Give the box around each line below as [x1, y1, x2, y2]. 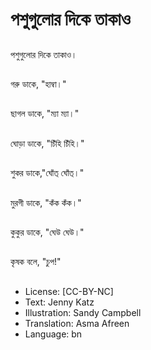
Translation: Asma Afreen [24, 317, 130, 329]
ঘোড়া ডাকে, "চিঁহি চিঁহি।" [10, 137, 85, 149]
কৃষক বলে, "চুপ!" [10, 256, 62, 268]
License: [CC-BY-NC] [24, 285, 114, 297]
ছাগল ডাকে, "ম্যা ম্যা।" [10, 108, 80, 120]
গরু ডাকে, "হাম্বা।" [10, 78, 67, 90]
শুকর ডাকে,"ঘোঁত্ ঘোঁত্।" [10, 167, 85, 179]
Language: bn [24, 328, 83, 340]
